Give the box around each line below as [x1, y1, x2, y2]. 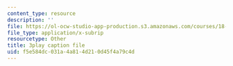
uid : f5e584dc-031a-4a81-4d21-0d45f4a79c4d [7, 49, 135, 56]
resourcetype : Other [7, 36, 67, 43]
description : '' [7, 16, 54, 23]
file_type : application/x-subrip [7, 29, 104, 36]
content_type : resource [7, 10, 76, 17]
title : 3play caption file [7, 42, 85, 49]
